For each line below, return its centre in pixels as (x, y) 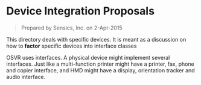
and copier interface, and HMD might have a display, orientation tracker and (101, 70)
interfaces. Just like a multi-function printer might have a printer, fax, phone (100, 64)
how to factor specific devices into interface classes (72, 46)
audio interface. (26, 77)
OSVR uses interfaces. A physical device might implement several (88, 57)
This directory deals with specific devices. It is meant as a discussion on (96, 39)
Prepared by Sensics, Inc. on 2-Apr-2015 (72, 28)
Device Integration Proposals (81, 11)
